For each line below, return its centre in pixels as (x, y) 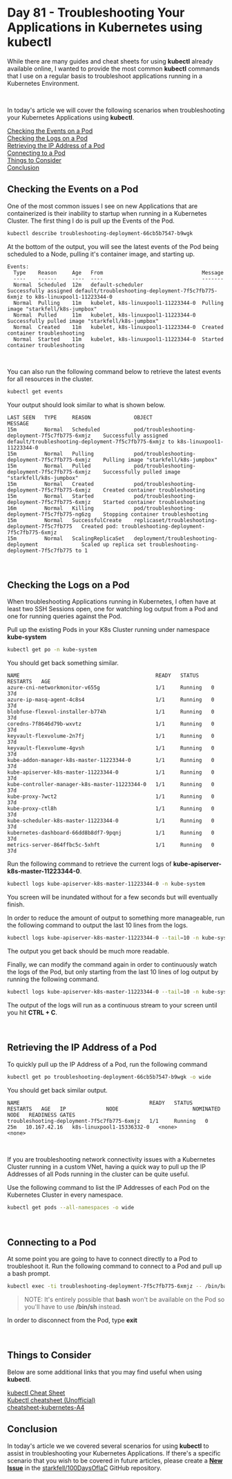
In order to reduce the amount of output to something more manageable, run (116, 918)
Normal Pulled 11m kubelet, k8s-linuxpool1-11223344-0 (105, 315)
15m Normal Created (51, 484)
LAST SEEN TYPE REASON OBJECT (80, 417)
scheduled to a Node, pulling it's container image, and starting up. (101, 254)
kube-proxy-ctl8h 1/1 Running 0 (111, 809)
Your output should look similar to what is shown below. (86, 404)
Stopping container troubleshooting (155, 514)
